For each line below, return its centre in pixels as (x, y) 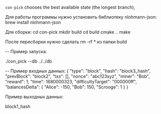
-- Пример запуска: (26, 51)
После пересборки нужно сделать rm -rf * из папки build (66, 42)
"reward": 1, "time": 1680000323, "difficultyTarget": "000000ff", (71, 82)
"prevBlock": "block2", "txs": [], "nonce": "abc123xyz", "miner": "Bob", (77, 76)
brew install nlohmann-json (33, 22)
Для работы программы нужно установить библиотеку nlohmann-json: (81, 17)
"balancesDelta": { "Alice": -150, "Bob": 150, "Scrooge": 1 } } (67, 87)
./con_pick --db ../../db (28, 61)
